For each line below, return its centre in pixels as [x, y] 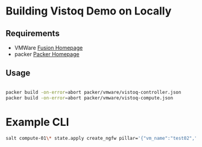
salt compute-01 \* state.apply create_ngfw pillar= [72, 138]
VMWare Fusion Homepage [49, 48]
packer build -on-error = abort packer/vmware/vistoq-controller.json [93, 92]
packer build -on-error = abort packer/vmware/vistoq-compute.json [89, 98]
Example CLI [37, 122]
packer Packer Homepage [47, 54]
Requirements [33, 33]
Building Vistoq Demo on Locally [89, 11]
